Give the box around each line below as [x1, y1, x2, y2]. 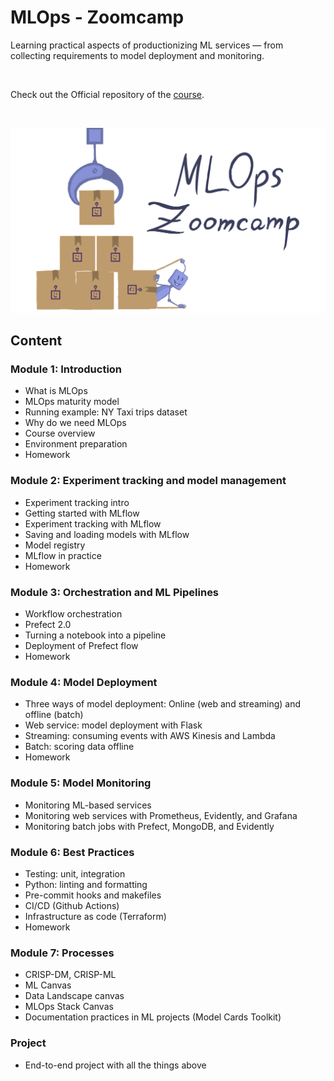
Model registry [24, 539, 86, 551]
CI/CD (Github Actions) [24, 899, 120, 911]
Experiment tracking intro [24, 496, 130, 508]
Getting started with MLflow [24, 507, 140, 519]
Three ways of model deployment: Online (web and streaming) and [24, 698, 302, 710]
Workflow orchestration [24, 608, 123, 620]
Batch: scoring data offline [24, 741, 135, 753]
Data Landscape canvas [24, 990, 125, 1002]
